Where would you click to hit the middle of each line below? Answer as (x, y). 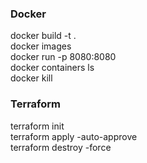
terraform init (37, 126)
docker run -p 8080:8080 (63, 57)
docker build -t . (43, 36)
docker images (41, 46)
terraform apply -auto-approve (74, 136)
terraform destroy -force (61, 147)
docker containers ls (52, 68)
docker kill (31, 78)
